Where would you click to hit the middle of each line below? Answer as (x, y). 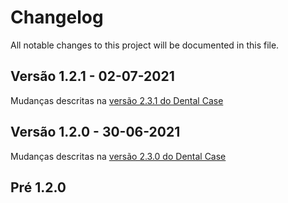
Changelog (57, 17)
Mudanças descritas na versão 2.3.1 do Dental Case (117, 100)
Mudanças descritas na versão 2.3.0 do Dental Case (118, 156)
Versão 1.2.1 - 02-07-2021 (92, 76)
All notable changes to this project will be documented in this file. (145, 45)
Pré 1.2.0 (38, 187)
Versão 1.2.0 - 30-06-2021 (95, 132)
